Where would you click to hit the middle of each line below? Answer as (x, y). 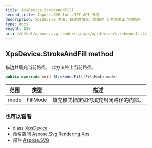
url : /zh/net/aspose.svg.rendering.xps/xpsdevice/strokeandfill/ (76, 34)
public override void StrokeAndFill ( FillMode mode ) (61, 77)
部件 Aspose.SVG (31, 140)
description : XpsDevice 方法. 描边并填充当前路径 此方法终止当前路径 (73, 19)
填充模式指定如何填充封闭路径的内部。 (98, 100)
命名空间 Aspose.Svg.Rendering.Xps (51, 134)
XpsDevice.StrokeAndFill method (59, 54)
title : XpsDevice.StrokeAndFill (40, 10)
